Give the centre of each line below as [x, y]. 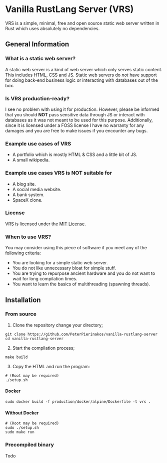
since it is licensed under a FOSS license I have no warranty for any [74, 125]
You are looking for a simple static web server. [60, 263]
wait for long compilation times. [45, 279]
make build [16, 357]
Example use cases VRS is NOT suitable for [59, 173]
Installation [23, 300]
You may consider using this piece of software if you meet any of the [76, 248]
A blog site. [24, 184]
